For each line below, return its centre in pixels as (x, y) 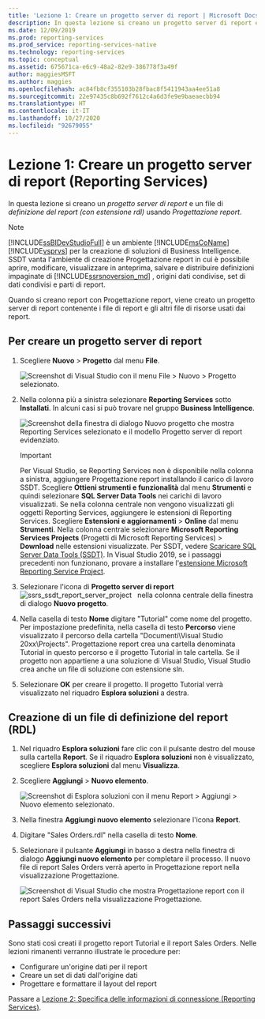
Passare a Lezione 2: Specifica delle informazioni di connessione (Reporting (132, 999)
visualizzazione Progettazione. (69, 876)
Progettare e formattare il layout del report (88, 983)
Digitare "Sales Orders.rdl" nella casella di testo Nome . (109, 835)
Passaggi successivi (60, 924)
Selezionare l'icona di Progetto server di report (97, 586)
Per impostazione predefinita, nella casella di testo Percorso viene (127, 627)
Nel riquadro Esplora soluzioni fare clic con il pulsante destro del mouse (137, 749)
